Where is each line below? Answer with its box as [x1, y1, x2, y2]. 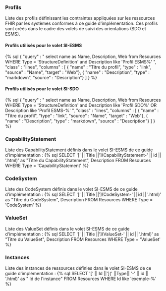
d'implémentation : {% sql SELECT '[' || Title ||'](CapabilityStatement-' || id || [5, 152, 162, 158]
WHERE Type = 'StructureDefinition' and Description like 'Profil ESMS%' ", [5, 58, 157, 64]
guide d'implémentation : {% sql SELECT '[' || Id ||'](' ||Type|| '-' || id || [5, 270, 149, 276]
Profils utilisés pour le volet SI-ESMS [5, 42, 82, 48]
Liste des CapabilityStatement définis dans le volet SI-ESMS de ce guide [5, 147, 153, 153]
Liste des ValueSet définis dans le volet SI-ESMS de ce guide [5, 226, 130, 232]
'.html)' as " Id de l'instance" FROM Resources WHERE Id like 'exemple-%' [5, 276, 157, 282]
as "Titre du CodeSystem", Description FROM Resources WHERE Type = [5, 197, 153, 203]
